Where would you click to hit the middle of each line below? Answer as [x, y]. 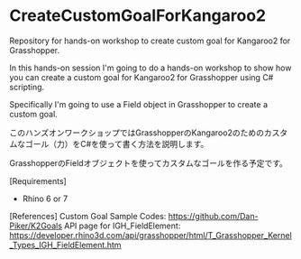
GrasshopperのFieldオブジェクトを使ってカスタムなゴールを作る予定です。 [149, 162]
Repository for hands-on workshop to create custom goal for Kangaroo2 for [150, 41]
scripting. [27, 87]
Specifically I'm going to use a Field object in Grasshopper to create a [139, 104]
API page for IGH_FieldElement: [123, 226]
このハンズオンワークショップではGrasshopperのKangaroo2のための [137, 133]
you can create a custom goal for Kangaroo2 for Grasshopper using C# [141, 77]
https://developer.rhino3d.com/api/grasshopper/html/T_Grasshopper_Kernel [151, 235]
